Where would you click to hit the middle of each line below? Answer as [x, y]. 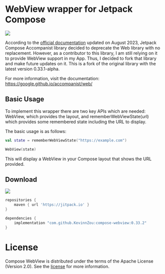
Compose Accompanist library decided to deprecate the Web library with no [83, 47]
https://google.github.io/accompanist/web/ [49, 84]
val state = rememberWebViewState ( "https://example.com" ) [66, 140]
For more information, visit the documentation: [52, 78]
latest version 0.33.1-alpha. [33, 69]
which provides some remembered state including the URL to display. [76, 122]
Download [21, 179]
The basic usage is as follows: [36, 131]
